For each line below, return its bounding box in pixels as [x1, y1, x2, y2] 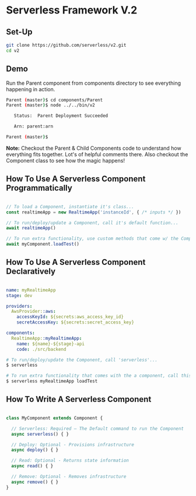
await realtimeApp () [6, 225, 57, 231]
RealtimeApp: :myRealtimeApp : [11, 335, 82, 341]
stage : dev [6, 292, 33, 298]
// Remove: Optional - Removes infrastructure [11, 474, 127, 480]
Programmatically [6, 183, 73, 193]
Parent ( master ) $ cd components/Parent [6, 97, 103, 103]
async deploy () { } [11, 447, 59, 453]
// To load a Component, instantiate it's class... [6, 204, 134, 209]
